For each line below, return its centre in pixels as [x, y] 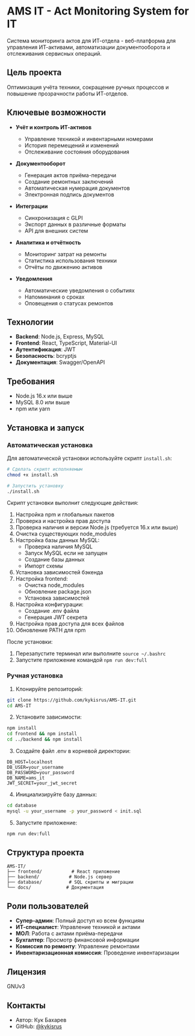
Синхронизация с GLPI [54, 218]
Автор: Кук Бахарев [41, 1020]
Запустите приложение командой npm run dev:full [81, 660]
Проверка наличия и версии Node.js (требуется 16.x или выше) [97, 528]
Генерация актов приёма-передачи [70, 175]
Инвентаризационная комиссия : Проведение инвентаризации [97, 953]
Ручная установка [35, 676]
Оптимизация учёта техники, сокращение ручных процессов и [88, 87]
